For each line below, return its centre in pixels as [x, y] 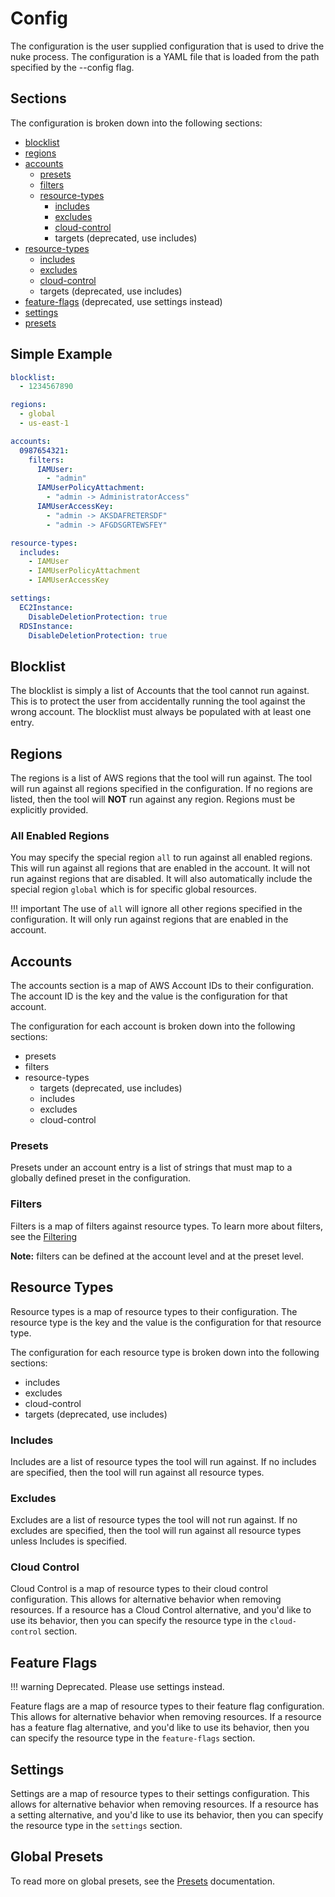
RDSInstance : [46, 626]
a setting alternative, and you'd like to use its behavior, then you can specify [167, 1815]
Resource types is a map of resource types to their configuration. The [154, 1311]
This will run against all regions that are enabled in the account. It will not [160, 868]
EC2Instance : [46, 607]
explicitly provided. [49, 810]
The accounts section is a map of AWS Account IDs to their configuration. [162, 986]
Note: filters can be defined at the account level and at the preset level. [157, 1256]
